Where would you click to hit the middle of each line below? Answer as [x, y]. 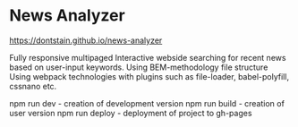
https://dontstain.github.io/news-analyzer [86, 40]
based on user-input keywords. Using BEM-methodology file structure [139, 67]
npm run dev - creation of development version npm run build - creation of [147, 103]
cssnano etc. [33, 86]
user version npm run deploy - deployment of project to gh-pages [131, 113]
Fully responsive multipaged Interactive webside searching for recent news [148, 57]
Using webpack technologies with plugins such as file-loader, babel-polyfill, [149, 76]
